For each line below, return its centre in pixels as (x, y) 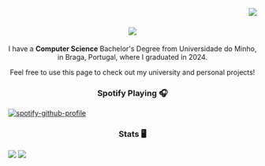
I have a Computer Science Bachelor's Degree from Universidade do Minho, (132, 48)
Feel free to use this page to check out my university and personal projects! (132, 72)
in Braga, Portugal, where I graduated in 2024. (132, 57)
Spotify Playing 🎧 (132, 93)
